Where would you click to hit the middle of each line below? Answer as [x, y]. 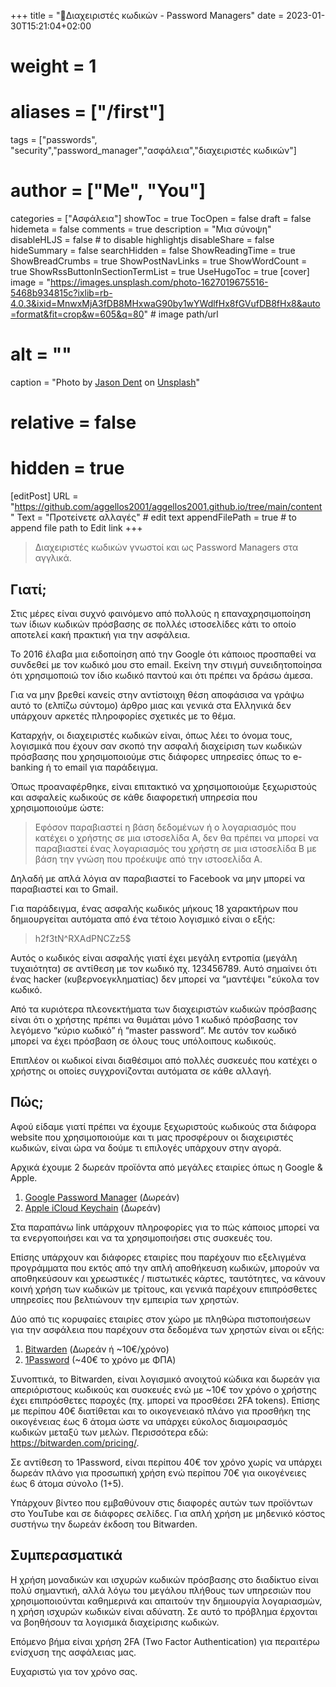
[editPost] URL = [44, 496]
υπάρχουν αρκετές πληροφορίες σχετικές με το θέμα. [123, 716]
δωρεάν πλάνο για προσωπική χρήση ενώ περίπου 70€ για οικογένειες [158, 1472]
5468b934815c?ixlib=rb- [61, 293]
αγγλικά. [53, 558]
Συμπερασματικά [66, 1555]
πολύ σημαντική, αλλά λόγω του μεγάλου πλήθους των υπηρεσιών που [161, 1590]
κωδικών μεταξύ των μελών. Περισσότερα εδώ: [109, 1432]
